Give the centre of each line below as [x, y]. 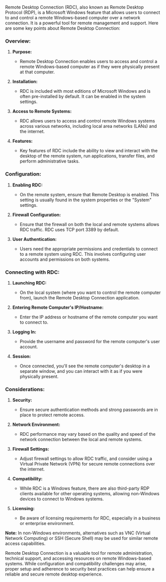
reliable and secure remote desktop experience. [54, 574]
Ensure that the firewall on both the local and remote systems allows [89, 224]
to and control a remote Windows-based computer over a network [73, 18]
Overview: [18, 41]
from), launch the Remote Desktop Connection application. [80, 297]
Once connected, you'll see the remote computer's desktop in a [85, 366]
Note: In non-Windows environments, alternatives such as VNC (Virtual [78, 533]
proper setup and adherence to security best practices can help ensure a [80, 569]
